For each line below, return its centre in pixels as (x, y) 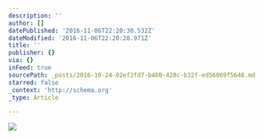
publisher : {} (32, 53)
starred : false (34, 82)
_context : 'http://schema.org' (60, 90)
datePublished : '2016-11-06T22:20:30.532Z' (82, 30)
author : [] (26, 23)
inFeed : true (30, 68)
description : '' (35, 16)
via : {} (21, 61)
